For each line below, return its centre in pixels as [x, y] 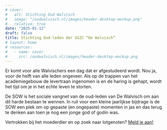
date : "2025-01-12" [26, 29]
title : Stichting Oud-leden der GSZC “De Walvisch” [60, 38]
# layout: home [21, 43]
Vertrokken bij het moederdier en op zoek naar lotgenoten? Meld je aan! [79, 122]
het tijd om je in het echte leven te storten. [49, 87]
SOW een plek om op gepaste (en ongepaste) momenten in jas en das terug [83, 107]
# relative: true [26, 24]
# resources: [19, 47]
